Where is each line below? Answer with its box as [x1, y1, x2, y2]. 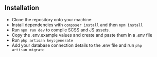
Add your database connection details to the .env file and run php [11, 42, 142, 48]
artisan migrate [11, 47, 45, 52]
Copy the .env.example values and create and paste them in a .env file [11, 32, 153, 38]
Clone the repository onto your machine [11, 16, 92, 22]
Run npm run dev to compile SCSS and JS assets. [11, 27, 110, 33]
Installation [4, 4, 39, 12]
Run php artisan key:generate [11, 37, 73, 43]
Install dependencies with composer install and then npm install [11, 22, 143, 28]
